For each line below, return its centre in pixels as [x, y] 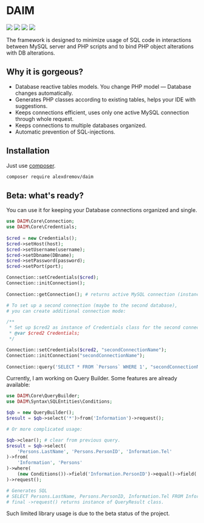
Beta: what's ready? [45, 195]
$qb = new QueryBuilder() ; [40, 413]
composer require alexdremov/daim [50, 177]
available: [18, 385]
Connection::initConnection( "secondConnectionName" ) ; [76, 355]
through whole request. [44, 118]
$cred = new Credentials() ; [42, 238]
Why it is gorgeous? [45, 72]
